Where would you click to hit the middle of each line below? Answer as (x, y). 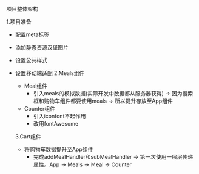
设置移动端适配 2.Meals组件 (50, 73)
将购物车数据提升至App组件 (59, 149)
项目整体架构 (22, 9)
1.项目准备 (19, 22)
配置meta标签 (32, 34)
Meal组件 (35, 86)
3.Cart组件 (28, 137)
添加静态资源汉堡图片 (42, 47)
